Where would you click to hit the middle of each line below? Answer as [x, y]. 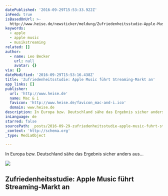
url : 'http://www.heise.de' [39, 93]
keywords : [15, 28]
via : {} [13, 70]
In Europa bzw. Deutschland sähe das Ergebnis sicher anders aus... [74, 154]
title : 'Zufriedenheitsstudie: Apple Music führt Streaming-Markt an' [80, 79]
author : [13, 51]
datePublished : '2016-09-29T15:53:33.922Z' [51, 10]
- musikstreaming [28, 42]
